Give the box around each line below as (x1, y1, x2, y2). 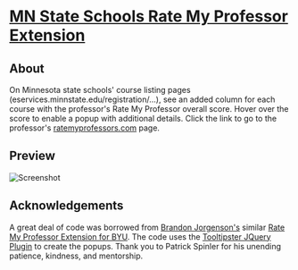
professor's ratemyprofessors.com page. (9, 122, 161, 133)
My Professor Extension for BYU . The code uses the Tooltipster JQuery (9, 231, 271, 242)
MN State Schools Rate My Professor (9, 6, 288, 27)
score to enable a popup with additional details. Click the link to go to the (9, 114, 277, 123)
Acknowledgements (9, 198, 124, 214)
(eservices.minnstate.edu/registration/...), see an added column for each (9, 94, 276, 105)
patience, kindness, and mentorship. (9, 250, 144, 261)
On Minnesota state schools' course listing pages (9, 85, 191, 95)
